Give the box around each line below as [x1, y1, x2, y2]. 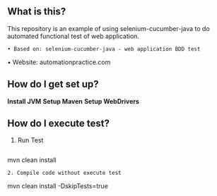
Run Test [17, 136, 44, 145]
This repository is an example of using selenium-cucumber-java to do [7, 24, 210, 32]
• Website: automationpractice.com [7, 58, 111, 66]
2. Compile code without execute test [7, 169, 122, 177]
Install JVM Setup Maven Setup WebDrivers [7, 97, 140, 105]
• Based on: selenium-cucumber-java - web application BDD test [7, 45, 201, 52]
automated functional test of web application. [7, 32, 140, 40]
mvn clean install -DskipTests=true [7, 182, 108, 190]
